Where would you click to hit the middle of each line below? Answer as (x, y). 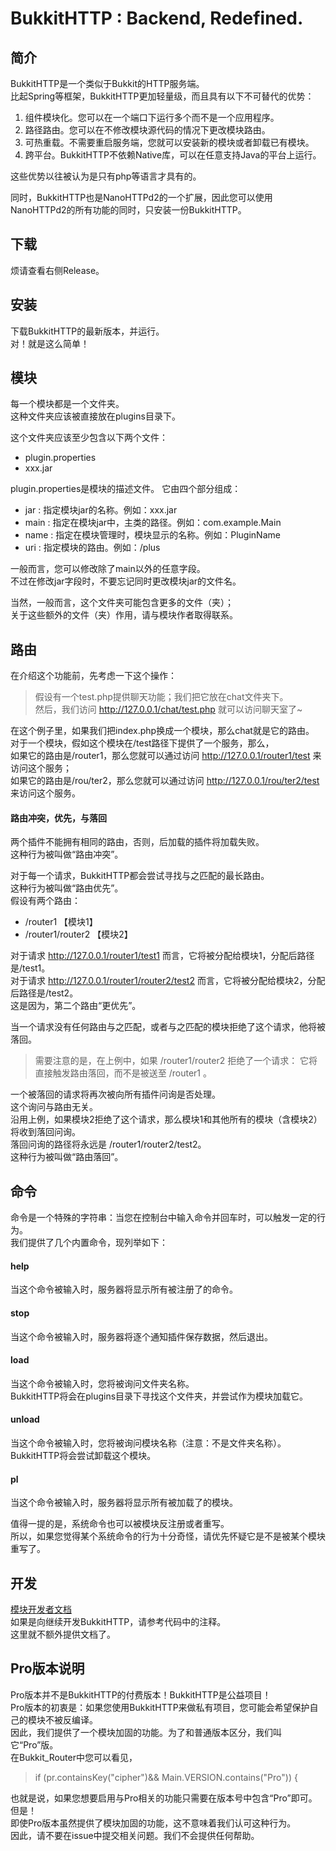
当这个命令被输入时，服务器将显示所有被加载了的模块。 (124, 1503)
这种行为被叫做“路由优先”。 (67, 888)
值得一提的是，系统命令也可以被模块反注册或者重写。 (120, 1524)
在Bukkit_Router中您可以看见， (74, 1757)
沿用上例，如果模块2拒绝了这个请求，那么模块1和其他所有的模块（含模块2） (166, 1119)
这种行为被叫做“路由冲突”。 (67, 854)
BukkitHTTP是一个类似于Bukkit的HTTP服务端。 (107, 83)
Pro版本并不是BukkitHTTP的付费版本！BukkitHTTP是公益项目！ (141, 1694)
